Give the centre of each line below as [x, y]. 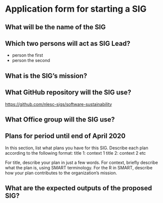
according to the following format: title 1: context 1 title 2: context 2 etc [75, 153]
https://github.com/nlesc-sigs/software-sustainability [59, 104]
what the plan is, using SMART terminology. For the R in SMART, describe [79, 167]
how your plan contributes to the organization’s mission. [61, 173]
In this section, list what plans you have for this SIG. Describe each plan [77, 148]
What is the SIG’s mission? [46, 76]
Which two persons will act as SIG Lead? [68, 43]
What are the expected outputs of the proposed [79, 188]
